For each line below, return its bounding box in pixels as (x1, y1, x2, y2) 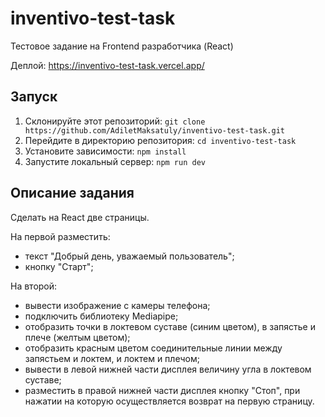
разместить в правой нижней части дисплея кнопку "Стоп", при (24, 384, 301, 396)
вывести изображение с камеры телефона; (24, 299, 211, 311)
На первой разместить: (10, 230, 111, 242)
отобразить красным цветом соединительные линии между (24, 342, 283, 354)
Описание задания (10, 185, 135, 202)
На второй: (10, 280, 58, 292)
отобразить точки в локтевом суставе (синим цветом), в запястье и (24, 320, 316, 332)
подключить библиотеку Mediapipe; (24, 310, 179, 322)
